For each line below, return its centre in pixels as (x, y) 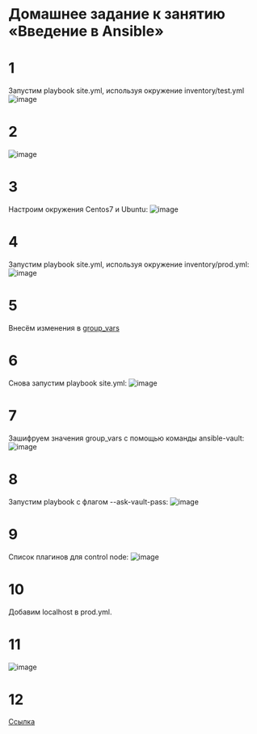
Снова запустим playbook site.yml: (68, 383)
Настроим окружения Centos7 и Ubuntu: (78, 209)
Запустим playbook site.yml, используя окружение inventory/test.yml (126, 91)
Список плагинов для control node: (69, 557)
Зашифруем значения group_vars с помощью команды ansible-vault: (126, 438)
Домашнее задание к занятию (117, 14)
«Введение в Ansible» (86, 31)
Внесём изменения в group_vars (64, 327)
